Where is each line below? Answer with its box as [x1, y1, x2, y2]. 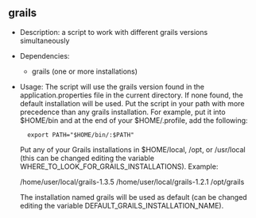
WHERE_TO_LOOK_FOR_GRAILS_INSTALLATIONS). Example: [19, 162, 219, 171]
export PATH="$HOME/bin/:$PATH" [27, 131, 134, 139]
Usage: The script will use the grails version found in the [19, 82, 205, 91]
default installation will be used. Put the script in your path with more [19, 98, 245, 108]
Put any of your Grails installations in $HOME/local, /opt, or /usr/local [19, 144, 246, 154]
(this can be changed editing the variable [19, 153, 155, 163]
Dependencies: [19, 51, 70, 60]
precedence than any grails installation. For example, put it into [19, 107, 226, 117]
